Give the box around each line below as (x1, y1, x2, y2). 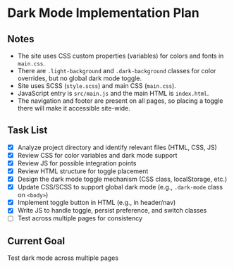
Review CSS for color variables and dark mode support (17, 151, 178, 159)
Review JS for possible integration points (17, 158, 137, 167)
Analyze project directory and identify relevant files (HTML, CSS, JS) (17, 143, 217, 151)
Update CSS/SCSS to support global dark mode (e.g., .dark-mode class (17, 183, 223, 192)
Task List (7, 125, 48, 137)
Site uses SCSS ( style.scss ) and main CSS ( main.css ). (17, 82, 176, 89)
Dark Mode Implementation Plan (7, 5, 199, 21)
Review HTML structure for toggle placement (17, 167, 149, 175)
